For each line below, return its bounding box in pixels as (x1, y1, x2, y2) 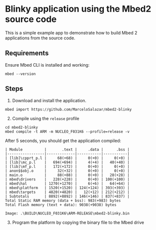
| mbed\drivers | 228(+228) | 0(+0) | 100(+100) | (5, 177, 130, 182)
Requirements (5, 49, 49, 57)
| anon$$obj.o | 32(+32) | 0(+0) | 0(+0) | (5, 168, 130, 173)
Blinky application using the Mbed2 (5, 3, 152, 15)
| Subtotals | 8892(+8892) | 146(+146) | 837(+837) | (5, 194, 130, 199)
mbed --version (5, 71, 36, 76)
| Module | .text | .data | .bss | (5, 147, 130, 152)
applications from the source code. (5, 35, 76, 41)
